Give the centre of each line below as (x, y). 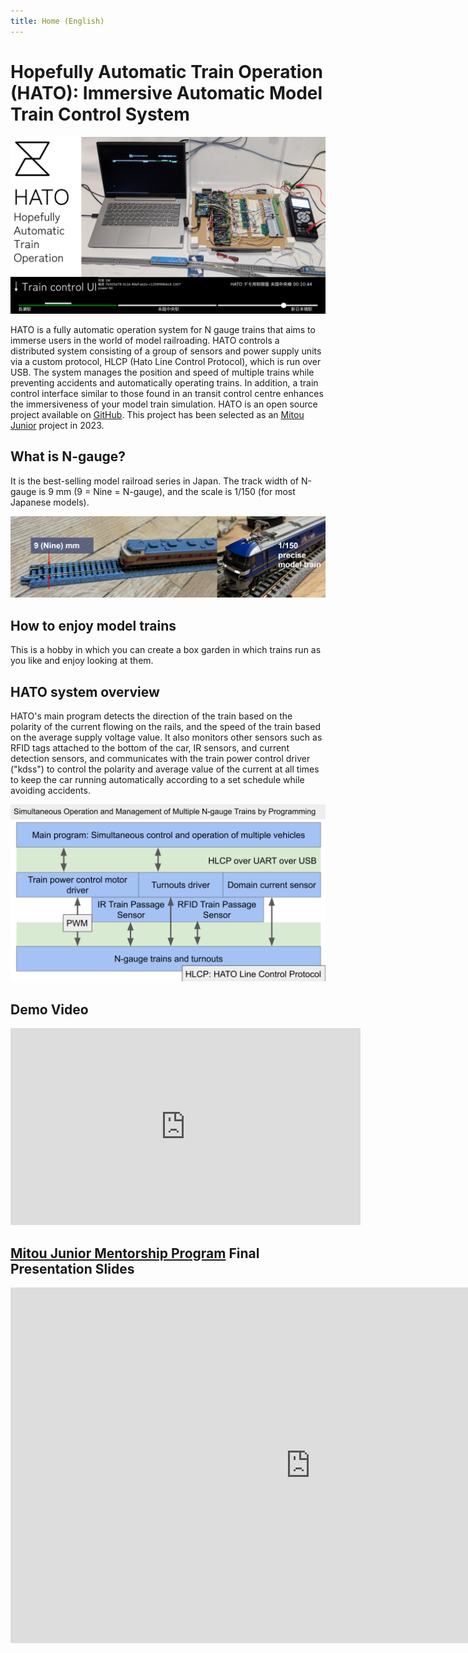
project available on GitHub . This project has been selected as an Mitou (157, 415)
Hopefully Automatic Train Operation (166, 71)
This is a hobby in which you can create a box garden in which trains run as (166, 650)
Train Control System (100, 114)
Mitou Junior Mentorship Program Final (135, 1253)
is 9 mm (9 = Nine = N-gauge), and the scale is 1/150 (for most (167, 491)
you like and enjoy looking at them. (82, 661)
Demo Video (49, 1009)
